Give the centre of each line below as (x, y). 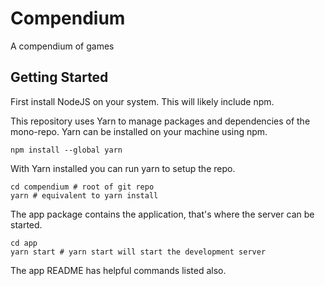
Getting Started (59, 77)
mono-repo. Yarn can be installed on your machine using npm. (139, 131)
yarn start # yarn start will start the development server (138, 252)
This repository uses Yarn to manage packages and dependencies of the (160, 121)
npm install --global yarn (66, 150)
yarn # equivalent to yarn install (84, 195)
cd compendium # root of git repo (82, 187)
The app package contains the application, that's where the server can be (162, 214)
